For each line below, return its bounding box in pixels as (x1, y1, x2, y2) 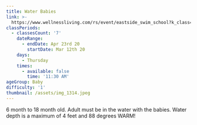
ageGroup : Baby (6, 79, 43, 85)
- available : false (21, 68, 69, 74)
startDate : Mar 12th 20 (27, 47, 85, 53)
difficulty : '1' (6, 85, 46, 91)
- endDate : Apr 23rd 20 (21, 41, 80, 47)
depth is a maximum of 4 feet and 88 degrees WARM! (6, 112, 136, 119)
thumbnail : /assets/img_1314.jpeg (6, 90, 91, 96)
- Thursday (21, 57, 49, 63)
